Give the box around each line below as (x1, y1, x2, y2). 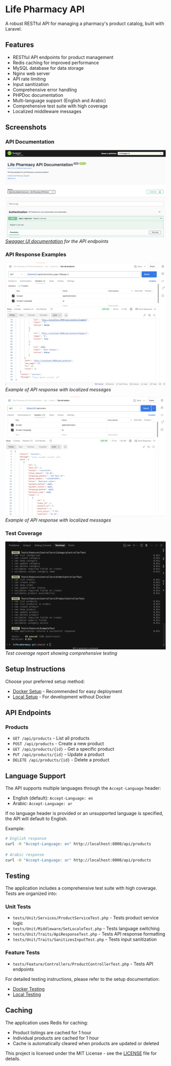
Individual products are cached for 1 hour (12, 1035, 99, 1041)
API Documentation (5, 139, 55, 146)
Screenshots (5, 123, 47, 132)
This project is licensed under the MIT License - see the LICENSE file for (5, 1050, 157, 1056)
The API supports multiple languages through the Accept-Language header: (5, 785, 161, 791)
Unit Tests (5, 903, 32, 910)
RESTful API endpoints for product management (12, 54, 113, 60)
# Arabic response (5, 852, 44, 857)
